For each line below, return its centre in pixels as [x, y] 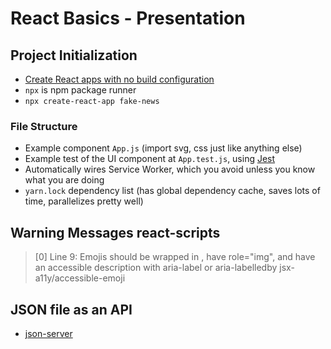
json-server [48, 333]
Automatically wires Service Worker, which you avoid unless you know [170, 169]
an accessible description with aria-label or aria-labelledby [156, 268]
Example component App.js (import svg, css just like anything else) [163, 148]
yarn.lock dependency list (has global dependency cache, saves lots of [172, 191]
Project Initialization [74, 55]
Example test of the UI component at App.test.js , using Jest [150, 159]
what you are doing [64, 180]
